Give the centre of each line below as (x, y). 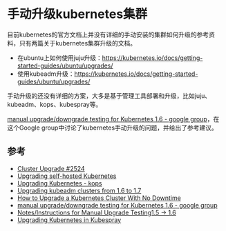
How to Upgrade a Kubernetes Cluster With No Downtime (99, 198)
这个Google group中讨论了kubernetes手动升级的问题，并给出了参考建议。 (112, 128)
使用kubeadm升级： (46, 74)
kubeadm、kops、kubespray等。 (55, 104)
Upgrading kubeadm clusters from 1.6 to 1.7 (79, 190)
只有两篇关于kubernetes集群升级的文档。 (78, 43)
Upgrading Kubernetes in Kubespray (69, 220)
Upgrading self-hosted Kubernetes (67, 176)
